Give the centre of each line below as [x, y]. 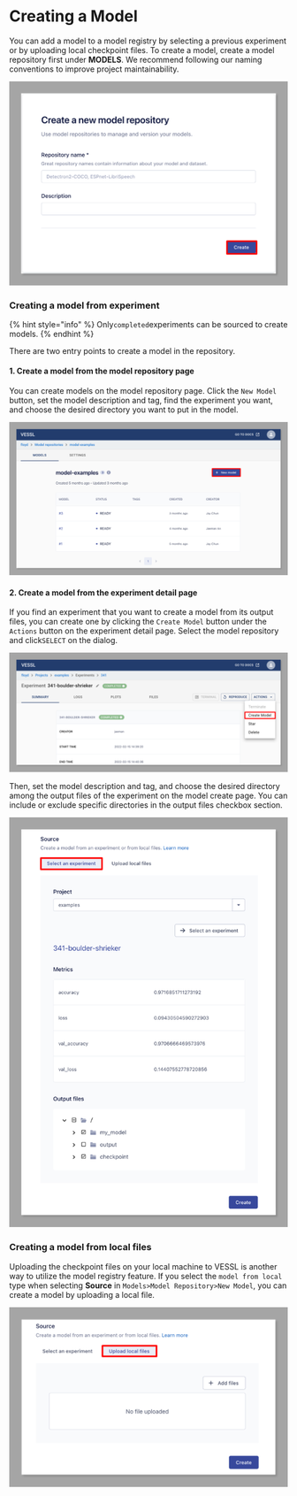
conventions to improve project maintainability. [94, 69]
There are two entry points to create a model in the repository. [122, 350]
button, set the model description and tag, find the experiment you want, [141, 401]
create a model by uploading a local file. [82, 1294]
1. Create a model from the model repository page [102, 371]
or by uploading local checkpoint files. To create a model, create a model [142, 50]
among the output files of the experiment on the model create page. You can [148, 795]
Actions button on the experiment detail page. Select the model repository [144, 631]
